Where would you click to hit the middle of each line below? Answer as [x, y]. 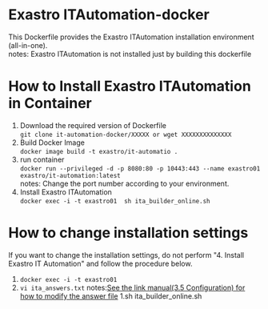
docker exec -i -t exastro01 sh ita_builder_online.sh [115, 201]
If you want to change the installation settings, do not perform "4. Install [126, 255]
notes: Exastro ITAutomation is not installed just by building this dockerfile [130, 54]
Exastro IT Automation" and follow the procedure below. [100, 263]
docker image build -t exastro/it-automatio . [99, 151]
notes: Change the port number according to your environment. [124, 183]
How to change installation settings [128, 233]
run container [42, 159]
